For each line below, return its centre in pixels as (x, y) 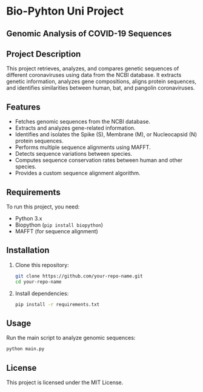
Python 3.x (28, 219)
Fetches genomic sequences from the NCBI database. (82, 122)
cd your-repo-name (38, 282)
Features (23, 107)
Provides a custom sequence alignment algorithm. (78, 173)
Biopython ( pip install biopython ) (59, 225)
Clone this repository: (42, 265)
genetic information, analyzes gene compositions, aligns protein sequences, (101, 81)
